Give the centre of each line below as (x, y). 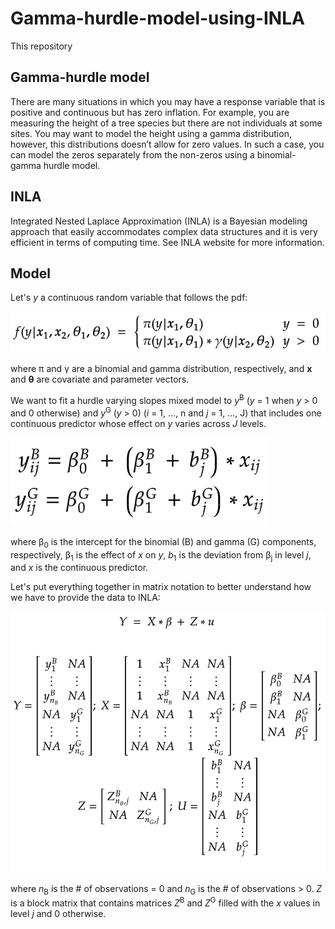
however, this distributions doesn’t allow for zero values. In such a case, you (167, 144)
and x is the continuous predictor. (79, 568)
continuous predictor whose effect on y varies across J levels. (138, 423)
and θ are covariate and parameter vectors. (100, 379)
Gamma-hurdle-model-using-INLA (157, 18)
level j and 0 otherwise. (58, 914)
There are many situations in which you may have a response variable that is (168, 101)
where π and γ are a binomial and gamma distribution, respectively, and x (161, 369)
